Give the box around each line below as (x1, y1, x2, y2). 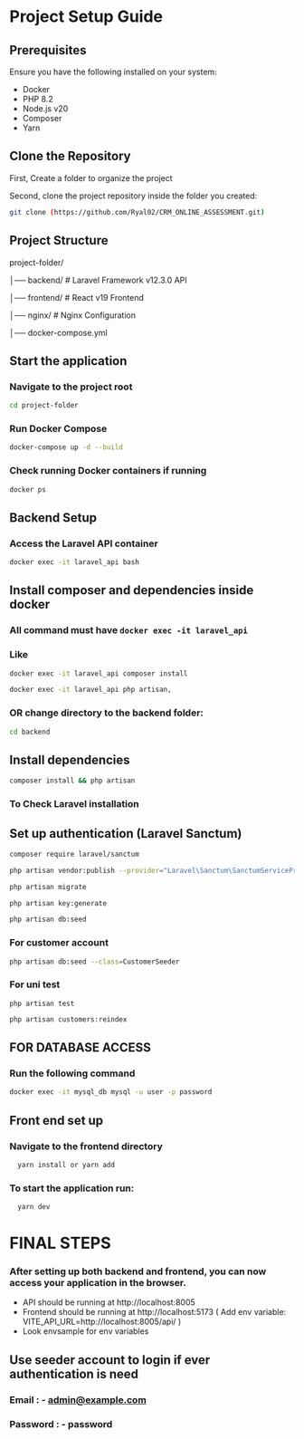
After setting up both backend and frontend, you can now (9, 1265, 267, 1278)
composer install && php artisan (9, 776, 136, 785)
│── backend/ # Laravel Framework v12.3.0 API (9, 274, 187, 285)
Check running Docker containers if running (9, 465, 207, 477)
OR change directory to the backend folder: (9, 706, 204, 719)
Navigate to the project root (9, 380, 133, 393)
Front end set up (9, 1112, 104, 1128)
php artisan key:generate (9, 898, 107, 907)
